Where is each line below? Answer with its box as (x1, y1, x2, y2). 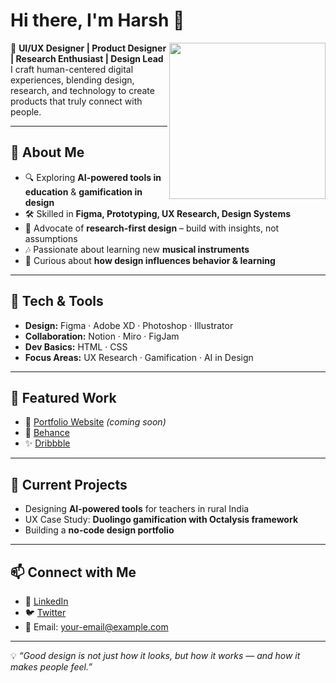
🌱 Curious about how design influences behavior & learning (24, 254, 276, 266)
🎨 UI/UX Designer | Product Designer (10, 42, 167, 54)
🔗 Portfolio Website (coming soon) (24, 416, 167, 428)
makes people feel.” (10, 661, 93, 673)
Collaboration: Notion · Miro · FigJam (24, 330, 180, 342)
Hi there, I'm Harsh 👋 (10, 9, 185, 32)
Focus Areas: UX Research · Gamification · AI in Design (24, 351, 254, 363)
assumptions (24, 232, 78, 244)
